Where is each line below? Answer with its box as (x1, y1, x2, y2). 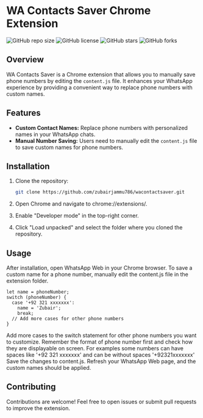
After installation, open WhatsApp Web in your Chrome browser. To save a (6, 264, 193, 272)
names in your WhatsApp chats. (15, 131, 96, 138)
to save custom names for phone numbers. (15, 143, 124, 151)
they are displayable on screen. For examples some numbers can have (6, 345, 184, 352)
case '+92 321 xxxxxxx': (12, 300, 75, 306)
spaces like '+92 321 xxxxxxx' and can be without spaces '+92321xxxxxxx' (6, 351, 195, 359)
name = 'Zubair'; (17, 305, 62, 311)
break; (17, 311, 34, 317)
